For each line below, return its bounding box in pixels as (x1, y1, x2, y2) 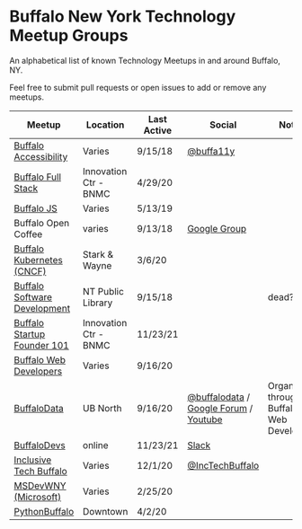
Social (209, 119, 237, 131)
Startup (13, 328, 46, 340)
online (82, 438, 110, 451)
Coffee (13, 227, 43, 240)
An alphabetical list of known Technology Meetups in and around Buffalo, (9, 55, 281, 66)
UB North (82, 401, 122, 414)
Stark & (82, 248, 114, 260)
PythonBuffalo (13, 505, 75, 517)
